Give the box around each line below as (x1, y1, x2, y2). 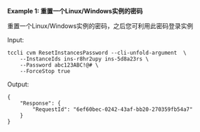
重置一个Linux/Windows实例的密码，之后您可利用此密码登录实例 (7, 22, 194, 30)
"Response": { (20, 100, 61, 107)
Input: (7, 36, 25, 44)
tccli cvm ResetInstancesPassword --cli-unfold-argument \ (7, 49, 187, 56)
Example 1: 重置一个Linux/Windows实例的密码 (7, 7, 143, 15)
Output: (7, 80, 29, 88)
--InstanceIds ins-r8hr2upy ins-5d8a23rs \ (20, 55, 149, 62)
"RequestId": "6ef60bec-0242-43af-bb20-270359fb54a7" (32, 106, 193, 113)
